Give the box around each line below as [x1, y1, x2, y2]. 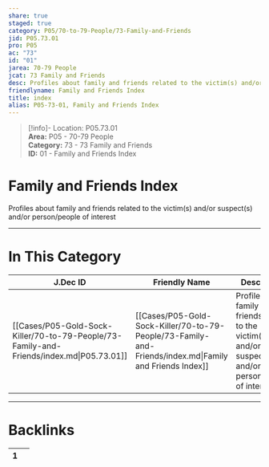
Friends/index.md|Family [134, 351, 228, 361]
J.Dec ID [53, 277, 86, 287]
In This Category [8, 248, 122, 266]
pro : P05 [8, 42, 38, 50]
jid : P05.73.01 [8, 34, 59, 43]
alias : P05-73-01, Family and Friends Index [8, 101, 159, 109]
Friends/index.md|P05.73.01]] [12, 351, 128, 361]
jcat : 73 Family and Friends [8, 71, 106, 79]
